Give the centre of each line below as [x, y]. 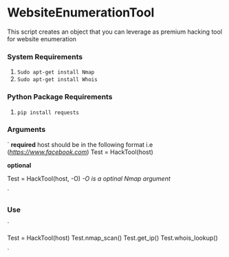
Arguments [26, 130]
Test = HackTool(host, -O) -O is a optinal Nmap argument [89, 178]
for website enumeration [42, 38]
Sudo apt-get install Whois [57, 80]
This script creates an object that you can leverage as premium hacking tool [115, 32]
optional [19, 165]
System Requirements [45, 56]
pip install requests [48, 112]
